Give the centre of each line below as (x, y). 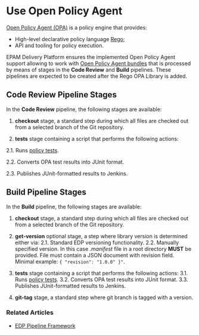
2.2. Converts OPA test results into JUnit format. (65, 162)
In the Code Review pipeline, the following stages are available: (84, 109)
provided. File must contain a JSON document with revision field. (94, 255)
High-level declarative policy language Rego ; (70, 39)
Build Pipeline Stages (46, 192)
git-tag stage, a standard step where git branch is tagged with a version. (104, 297)
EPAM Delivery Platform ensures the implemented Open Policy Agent (91, 57)
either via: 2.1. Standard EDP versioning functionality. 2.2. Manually (97, 242)
